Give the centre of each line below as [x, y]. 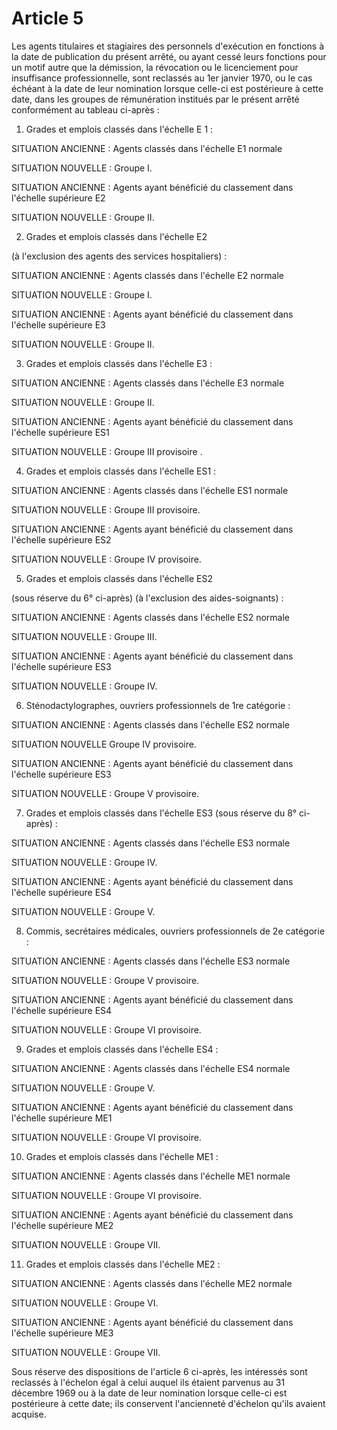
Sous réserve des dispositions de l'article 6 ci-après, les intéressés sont [159, 1371]
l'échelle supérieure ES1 [60, 432]
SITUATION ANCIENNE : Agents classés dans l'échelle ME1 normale [151, 1176]
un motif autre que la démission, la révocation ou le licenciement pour [155, 67]
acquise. [29, 1414]
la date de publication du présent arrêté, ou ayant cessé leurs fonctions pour [169, 56]
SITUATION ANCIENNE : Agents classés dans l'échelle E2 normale [147, 275]
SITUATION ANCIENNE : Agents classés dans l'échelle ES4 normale [151, 1068]
